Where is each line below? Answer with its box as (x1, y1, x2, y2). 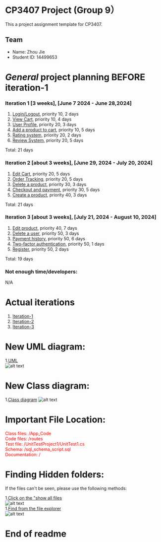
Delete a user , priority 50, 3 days (12, 230, 79, 236)
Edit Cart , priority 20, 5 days (12, 171, 70, 177)
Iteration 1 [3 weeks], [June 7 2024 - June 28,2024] (5, 100, 132, 107)
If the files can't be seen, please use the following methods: (5, 485, 127, 491)
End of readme (5, 528, 67, 539)
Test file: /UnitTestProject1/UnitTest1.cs (5, 441, 85, 447)
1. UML (5, 358, 18, 363)
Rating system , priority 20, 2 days (12, 132, 82, 138)
